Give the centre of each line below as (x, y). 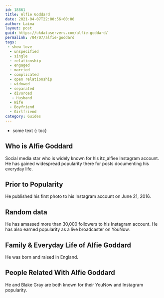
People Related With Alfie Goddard (60, 273)
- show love (20, 47)
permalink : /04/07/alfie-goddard (40, 38)
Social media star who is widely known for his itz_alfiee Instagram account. (82, 158)
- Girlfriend (23, 112)
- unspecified (24, 51)
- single (19, 56)
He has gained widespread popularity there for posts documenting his (77, 163)
